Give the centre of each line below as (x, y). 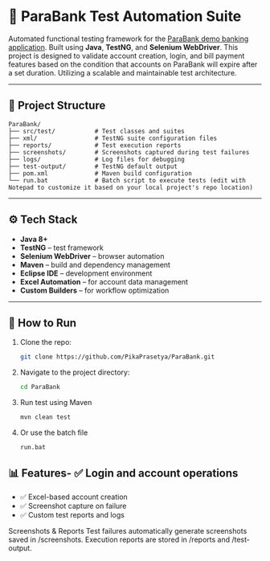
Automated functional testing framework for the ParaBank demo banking (129, 39)
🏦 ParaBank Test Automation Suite (125, 16)
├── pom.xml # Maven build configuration (100, 173)
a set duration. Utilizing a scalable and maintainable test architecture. (123, 72)
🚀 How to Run (43, 323)
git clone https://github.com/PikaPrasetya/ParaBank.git (117, 357)
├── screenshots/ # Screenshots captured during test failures (129, 152)
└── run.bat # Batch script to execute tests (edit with (127, 180)
